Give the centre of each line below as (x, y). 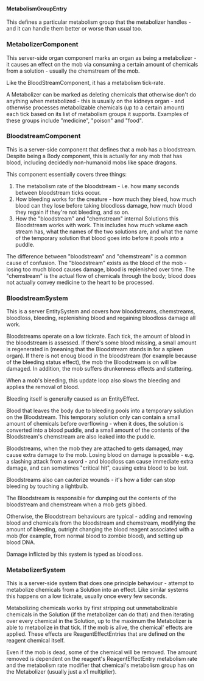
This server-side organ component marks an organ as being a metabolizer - (101, 57)
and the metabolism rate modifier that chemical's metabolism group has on (100, 665)
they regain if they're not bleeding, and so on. (72, 212)
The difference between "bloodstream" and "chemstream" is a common (97, 256)
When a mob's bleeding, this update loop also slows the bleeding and (93, 381)
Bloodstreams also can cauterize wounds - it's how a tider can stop (91, 480)
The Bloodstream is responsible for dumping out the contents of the (91, 498)
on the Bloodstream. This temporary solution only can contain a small (93, 417)
